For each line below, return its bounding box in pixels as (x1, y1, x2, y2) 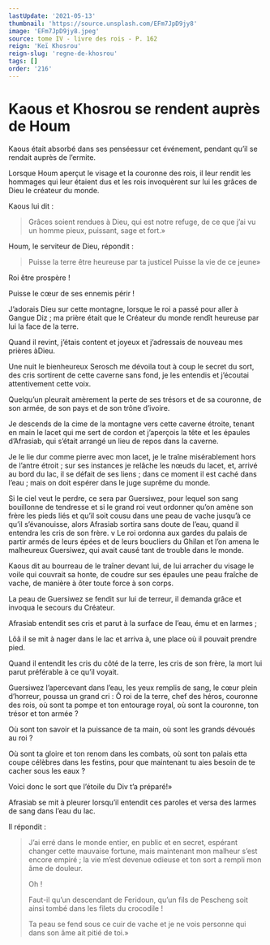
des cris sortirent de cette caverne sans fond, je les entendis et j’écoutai (8, 370, 250, 380)
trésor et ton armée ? (8, 708, 79, 718)
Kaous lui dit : (8, 201, 54, 211)
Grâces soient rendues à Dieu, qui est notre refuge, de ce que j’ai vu (28, 217, 256, 227)
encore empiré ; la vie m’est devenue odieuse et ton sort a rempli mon (28, 854, 262, 865)
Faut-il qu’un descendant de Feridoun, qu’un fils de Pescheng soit (28, 895, 249, 904)
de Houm (8, 117, 71, 135)
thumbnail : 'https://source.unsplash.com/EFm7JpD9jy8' (8, 19, 198, 28)
